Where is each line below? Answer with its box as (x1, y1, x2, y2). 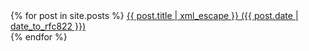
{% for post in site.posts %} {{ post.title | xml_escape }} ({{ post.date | (10, 10, 299, 21)
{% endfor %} (10, 31, 68, 43)
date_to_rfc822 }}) (10, 20, 87, 32)
